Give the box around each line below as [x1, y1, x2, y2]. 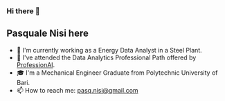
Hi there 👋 [6, 6, 41, 16]
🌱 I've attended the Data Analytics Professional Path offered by [16, 53, 197, 62]
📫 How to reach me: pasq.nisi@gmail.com [16, 86, 139, 94]
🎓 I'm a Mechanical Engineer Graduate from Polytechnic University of [16, 68, 218, 77]
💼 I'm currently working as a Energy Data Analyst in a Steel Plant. [16, 46, 202, 54]
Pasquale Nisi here [6, 28, 89, 39]
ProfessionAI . [16, 60, 55, 68]
